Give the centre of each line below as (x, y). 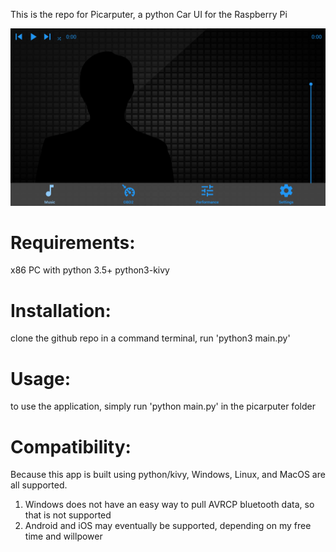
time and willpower (63, 536)
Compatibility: (71, 446)
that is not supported (68, 515)
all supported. (39, 485)
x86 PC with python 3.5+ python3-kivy (90, 270)
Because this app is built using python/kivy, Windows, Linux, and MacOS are (168, 475)
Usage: (41, 378)
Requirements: (73, 242)
